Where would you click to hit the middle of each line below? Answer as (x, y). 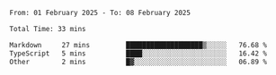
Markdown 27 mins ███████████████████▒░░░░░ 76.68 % (138, 45)
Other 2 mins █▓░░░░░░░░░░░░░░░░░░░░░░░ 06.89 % (138, 62)
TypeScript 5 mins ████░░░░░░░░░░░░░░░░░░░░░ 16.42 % (138, 54)
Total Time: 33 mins (48, 29)
